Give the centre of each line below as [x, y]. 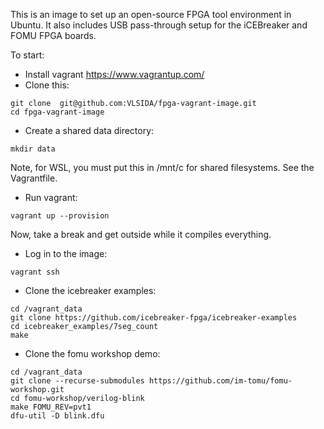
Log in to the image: [66, 253]
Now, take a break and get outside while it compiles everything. [141, 234]
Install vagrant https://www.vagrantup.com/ [114, 74]
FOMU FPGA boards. [53, 35]
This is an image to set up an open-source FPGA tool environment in [151, 14]
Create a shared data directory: [89, 130]
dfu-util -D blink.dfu [57, 416]
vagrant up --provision [60, 216]
